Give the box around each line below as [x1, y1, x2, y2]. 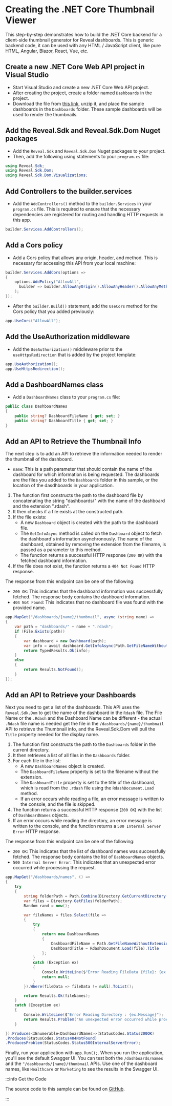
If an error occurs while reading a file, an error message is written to [20, 796, 164, 802]
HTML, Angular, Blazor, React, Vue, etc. [5, 48, 89, 54]
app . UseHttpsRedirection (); [5, 366, 66, 371]
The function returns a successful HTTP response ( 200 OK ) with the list [12, 807, 162, 813]
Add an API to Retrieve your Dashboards [5, 691, 136, 700]
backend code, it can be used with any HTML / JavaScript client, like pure [5, 42, 161, 48]
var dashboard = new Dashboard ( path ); [24, 638, 106, 643]
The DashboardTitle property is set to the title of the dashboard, [20, 780, 155, 786]
